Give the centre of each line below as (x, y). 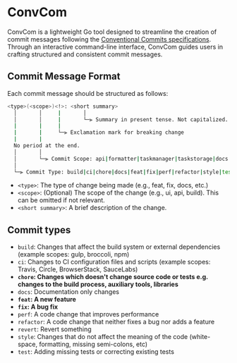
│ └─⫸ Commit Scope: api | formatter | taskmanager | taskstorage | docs (121, 159)
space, (27, 344)
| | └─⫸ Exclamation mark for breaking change (99, 133)
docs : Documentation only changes (68, 292)
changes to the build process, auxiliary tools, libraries (98, 284)
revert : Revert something (54, 329)
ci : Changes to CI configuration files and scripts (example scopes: (114, 262)
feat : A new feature (47, 300)
